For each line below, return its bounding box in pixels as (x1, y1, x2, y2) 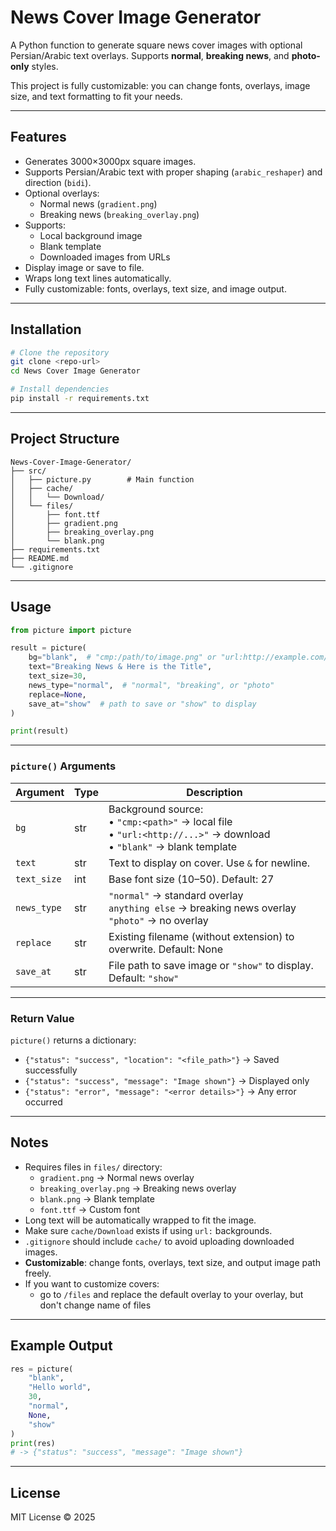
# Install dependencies (10, 384, 110, 395)
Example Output (10, 1337, 113, 1355)
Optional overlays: (24, 187, 100, 199)
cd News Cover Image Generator (10, 366, 141, 376)
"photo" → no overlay (108, 913, 209, 927)
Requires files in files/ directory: (24, 1161, 163, 1173)
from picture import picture (10, 625, 132, 635)
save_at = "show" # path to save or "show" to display (28, 699, 257, 709)
